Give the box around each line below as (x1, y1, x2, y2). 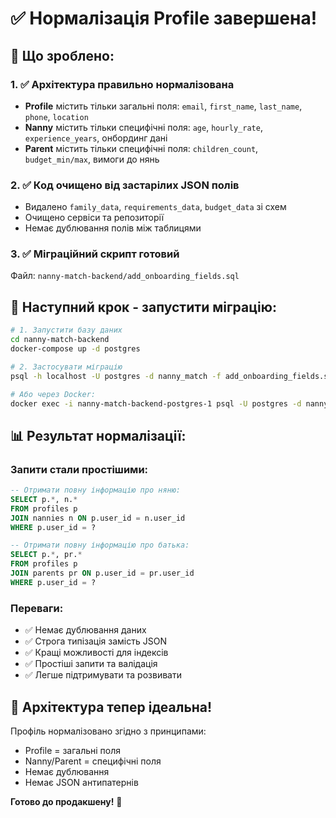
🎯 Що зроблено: (10, 47, 115, 64)
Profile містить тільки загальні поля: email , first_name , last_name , (24, 100, 303, 112)
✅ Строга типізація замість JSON (24, 635, 167, 647)
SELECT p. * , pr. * (10, 550, 83, 560)
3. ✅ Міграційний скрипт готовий (10, 247, 180, 261)
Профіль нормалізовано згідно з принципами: (10, 725, 207, 737)
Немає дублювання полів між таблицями (24, 222, 202, 234)
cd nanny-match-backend (10, 335, 110, 345)
